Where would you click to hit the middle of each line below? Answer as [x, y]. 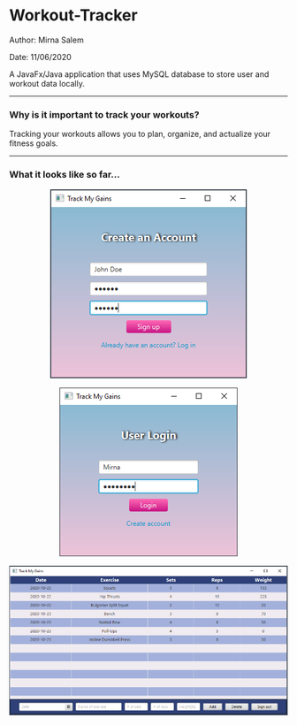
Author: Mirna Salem [46, 40]
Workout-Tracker [74, 15]
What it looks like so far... [65, 175]
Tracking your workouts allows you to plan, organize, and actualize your [140, 134]
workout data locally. [47, 83]
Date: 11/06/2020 [41, 57]
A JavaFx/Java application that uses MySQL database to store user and [139, 74]
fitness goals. [34, 143]
